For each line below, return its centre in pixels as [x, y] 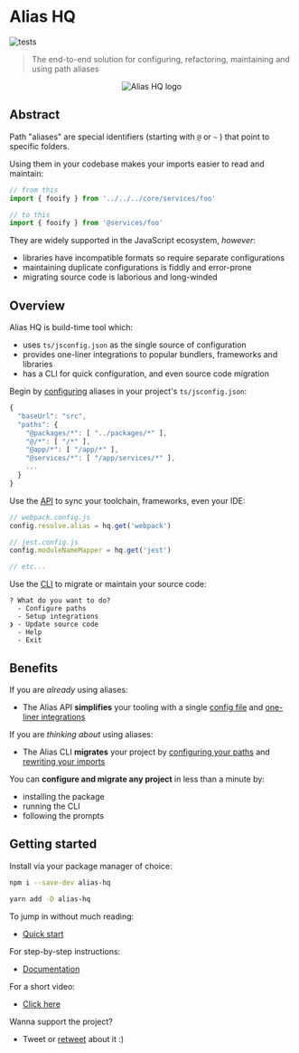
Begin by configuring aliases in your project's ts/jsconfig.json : [128, 392]
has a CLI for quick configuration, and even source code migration [145, 374]
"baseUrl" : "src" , [52, 416]
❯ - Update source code [54, 625]
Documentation [51, 969]
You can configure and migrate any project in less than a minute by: [137, 779]
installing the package [64, 797]
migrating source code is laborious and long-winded [120, 277]
